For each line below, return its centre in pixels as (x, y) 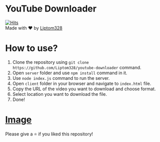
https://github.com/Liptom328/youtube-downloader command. (77, 67)
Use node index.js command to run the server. (61, 78)
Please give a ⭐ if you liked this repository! (49, 134)
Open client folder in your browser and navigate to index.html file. (82, 83)
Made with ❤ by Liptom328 (34, 28)
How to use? (32, 48)
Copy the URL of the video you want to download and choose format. (84, 89)
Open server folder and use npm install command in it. (70, 73)
